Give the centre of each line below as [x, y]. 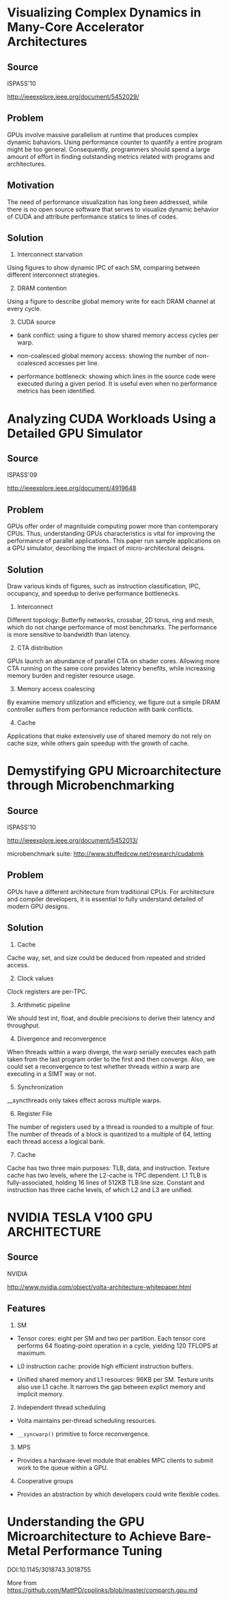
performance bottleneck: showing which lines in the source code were [116, 376]
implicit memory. [40, 1394]
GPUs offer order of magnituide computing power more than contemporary [113, 526]
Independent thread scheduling [61, 1407]
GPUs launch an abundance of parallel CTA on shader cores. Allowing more [113, 661]
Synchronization [40, 1087]
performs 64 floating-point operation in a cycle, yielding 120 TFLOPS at [117, 1345]
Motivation [31, 185]
